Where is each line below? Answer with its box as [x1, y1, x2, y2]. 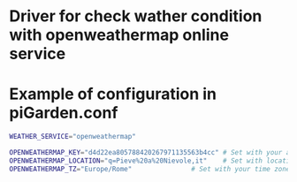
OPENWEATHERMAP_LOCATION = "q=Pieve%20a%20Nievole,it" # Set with [9, 156, 263, 165]
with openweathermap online [9, 25, 230, 45]
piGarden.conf [9, 103, 118, 123]
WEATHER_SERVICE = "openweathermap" [9, 133, 137, 141]
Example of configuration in [9, 84, 217, 104]
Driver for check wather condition [9, 6, 263, 27]
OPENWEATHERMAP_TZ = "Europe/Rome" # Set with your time [9, 164, 271, 173]
